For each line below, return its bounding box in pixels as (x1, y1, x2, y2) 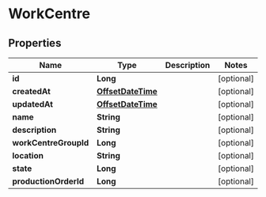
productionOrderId (12, 176, 85, 187)
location (12, 150, 44, 161)
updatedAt (12, 99, 54, 109)
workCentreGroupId (12, 138, 89, 148)
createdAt (12, 86, 51, 97)
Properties (8, 36, 62, 50)
